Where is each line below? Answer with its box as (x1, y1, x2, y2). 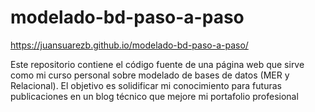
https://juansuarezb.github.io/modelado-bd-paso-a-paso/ (10, 39, 249, 51)
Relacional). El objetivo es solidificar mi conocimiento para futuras (10, 79, 282, 91)
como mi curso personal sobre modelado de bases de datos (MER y (10, 69, 290, 81)
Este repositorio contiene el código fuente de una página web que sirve (10, 58, 305, 70)
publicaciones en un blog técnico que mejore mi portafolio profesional (10, 90, 299, 102)
